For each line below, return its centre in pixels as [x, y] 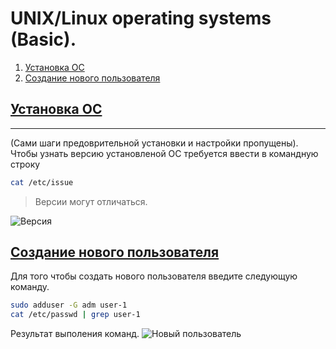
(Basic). [43, 39]
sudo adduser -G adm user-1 [69, 305]
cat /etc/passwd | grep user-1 [75, 315]
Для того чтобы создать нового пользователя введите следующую [154, 276]
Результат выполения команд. [75, 334]
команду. [30, 287]
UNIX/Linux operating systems [141, 18]
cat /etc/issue [42, 182]
